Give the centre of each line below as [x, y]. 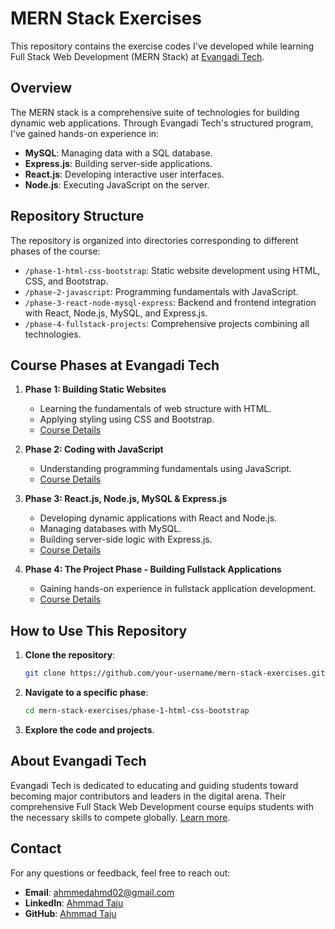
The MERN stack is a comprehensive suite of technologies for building [155, 112]
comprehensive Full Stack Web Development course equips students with [162, 806]
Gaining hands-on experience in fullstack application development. [178, 589]
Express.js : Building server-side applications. [118, 163]
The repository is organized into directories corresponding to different [154, 240]
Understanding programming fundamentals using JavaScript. [165, 469]
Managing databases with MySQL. [110, 529]
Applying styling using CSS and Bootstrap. [127, 419]
